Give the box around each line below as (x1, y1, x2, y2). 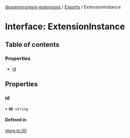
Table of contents (5, 40, 59, 49)
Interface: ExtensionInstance (5, 21, 125, 32)
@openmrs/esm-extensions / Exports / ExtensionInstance (5, 4, 121, 10)
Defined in (5, 117, 27, 123)
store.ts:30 (5, 127, 27, 133)
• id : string (5, 105, 28, 111)
